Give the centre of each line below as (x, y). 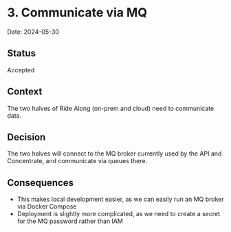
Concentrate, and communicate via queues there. (77, 161)
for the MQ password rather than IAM (70, 221)
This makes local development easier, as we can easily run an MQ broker (121, 199)
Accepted (21, 70)
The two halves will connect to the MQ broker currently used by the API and (114, 154)
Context (25, 92)
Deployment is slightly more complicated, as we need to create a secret (119, 214)
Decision (26, 137)
